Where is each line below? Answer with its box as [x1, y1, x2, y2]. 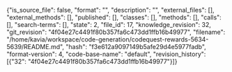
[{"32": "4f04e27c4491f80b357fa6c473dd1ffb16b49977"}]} [6, 57, 178, 65]
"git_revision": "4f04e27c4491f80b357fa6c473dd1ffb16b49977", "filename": [6, 28, 226, 36]
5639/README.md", [6, 43, 64, 51]
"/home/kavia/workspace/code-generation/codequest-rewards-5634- [6, 35, 209, 44]
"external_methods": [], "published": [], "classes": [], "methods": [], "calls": [6, 13, 222, 21]
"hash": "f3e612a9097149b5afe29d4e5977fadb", [65, 43, 206, 51]
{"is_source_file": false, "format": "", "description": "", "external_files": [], [6, 6, 215, 14]
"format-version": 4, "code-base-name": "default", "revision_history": [6, 50, 206, 58]
